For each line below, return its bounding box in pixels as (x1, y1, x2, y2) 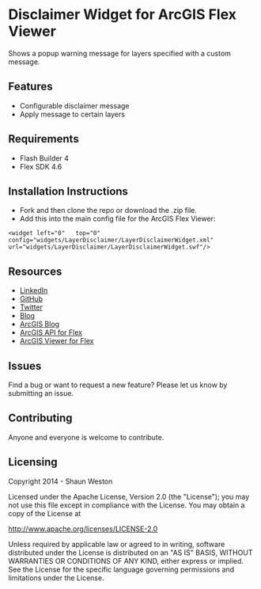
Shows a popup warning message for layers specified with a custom (8, 48, 232, 58)
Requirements (8, 132, 79, 146)
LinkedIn (19, 286, 48, 295)
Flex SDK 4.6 (19, 161, 62, 171)
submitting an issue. (8, 389, 74, 397)
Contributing (8, 412, 73, 425)
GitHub (19, 294, 43, 304)
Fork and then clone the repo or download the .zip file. (19, 206, 198, 215)
